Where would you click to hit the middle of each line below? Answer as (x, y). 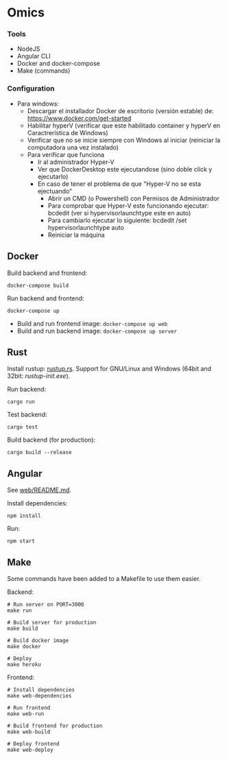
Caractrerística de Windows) (68, 132)
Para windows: (38, 104)
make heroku (24, 665)
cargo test (23, 427)
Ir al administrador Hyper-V (76, 162)
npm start (21, 541)
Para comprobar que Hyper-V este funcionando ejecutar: (128, 205)
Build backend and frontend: (47, 273)
